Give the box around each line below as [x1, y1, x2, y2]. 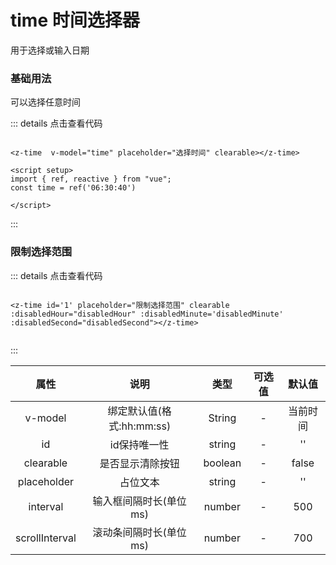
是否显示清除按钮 [99, 456, 180, 470]
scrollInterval [15, 531, 77, 545]
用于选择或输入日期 [10, 44, 90, 56]
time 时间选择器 [10, 9, 140, 32]
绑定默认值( [107, 404, 162, 418]
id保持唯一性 [109, 437, 170, 451]
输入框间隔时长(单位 [92, 494, 187, 508]
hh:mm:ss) [121, 419, 172, 433]
